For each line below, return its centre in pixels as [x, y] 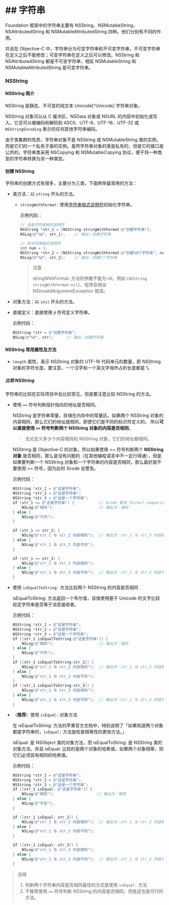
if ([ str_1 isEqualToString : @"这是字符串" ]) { [60, 639]
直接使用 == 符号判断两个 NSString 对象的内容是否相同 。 [75, 428]
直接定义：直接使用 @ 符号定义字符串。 [52, 313]
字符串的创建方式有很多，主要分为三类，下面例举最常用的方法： [71, 183]
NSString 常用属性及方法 [31, 349]
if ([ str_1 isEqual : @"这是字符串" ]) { [52, 790]
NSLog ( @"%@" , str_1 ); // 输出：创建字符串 [66, 234]
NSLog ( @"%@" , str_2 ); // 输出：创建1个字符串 [68, 258]
